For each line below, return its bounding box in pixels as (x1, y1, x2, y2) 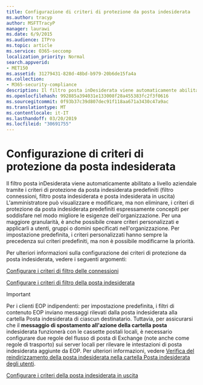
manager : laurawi (6, 25, 50, 32)
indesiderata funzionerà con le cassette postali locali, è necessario (6, 328, 173, 336)
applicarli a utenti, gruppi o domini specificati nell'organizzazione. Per (6, 224, 180, 232)
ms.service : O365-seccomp (6, 48, 71, 54)
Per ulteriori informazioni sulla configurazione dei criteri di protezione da (6, 249, 187, 256)
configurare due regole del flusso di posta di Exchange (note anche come (6, 334, 190, 342)
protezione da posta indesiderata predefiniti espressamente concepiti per (6, 206, 189, 213)
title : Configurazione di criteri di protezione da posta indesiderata (6, 8, 190, 15)
